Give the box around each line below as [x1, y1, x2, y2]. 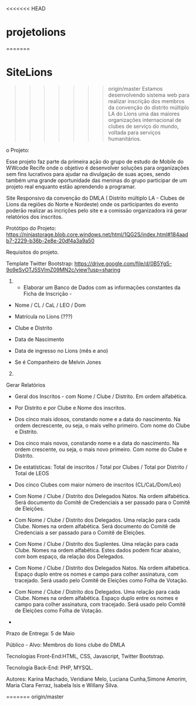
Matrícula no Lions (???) [14, 313, 73, 320]
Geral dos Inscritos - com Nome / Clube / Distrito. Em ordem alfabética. [14, 393, 188, 400]
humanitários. [108, 135, 142, 142]
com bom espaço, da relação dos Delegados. [14, 553, 125, 560]
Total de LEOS [14, 469, 49, 476]
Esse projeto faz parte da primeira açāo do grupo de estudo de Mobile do [6, 158, 184, 165]
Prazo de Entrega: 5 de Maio [6, 629, 75, 637]
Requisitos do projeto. [6, 248, 59, 256]
